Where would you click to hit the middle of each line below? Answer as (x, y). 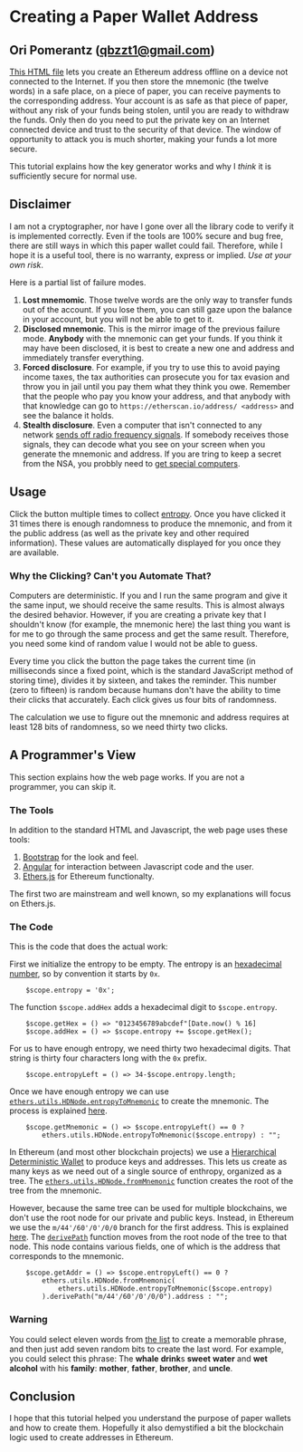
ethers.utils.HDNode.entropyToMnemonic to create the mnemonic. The (139, 1101)
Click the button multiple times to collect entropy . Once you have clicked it (148, 514)
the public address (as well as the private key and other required (129, 533)
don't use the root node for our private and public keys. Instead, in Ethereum (151, 1218)
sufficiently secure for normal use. (73, 176)
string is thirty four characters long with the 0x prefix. (109, 1058)
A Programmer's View (73, 755)
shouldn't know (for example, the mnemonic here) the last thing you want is (150, 624)
